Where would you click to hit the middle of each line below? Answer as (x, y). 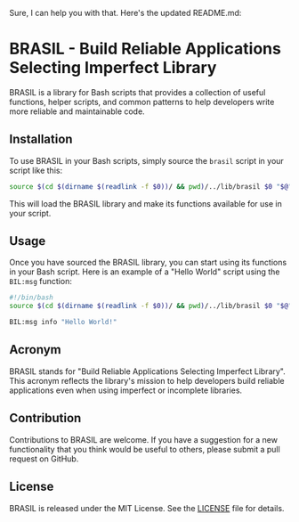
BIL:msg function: (41, 281)
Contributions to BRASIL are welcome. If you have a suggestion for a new (144, 439)
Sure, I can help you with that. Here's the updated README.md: (125, 13)
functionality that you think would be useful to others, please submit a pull (145, 449)
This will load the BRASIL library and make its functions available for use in (145, 203)
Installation (41, 139)
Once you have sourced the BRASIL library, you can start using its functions (148, 263)
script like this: (36, 170)
